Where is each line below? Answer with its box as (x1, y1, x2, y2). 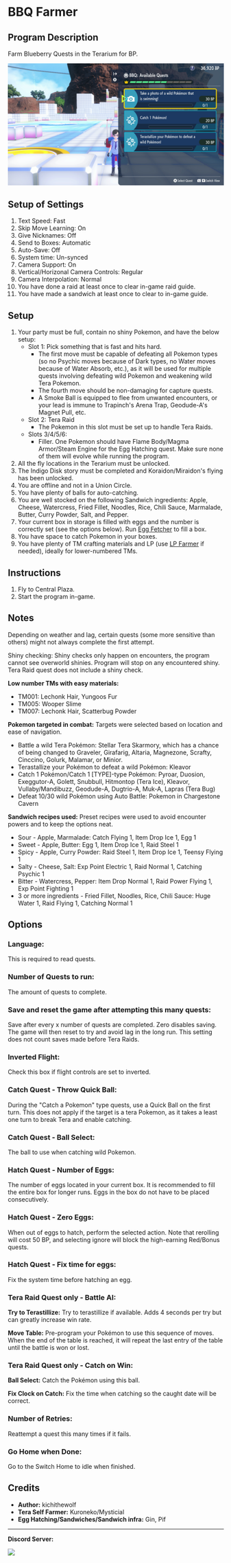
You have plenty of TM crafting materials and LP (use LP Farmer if (17, 540, 204, 548)
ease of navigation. (8, 728, 62, 736)
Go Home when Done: (8, 1447, 82, 1457)
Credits (8, 1482, 40, 1494)
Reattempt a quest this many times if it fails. (8, 1430, 131, 1438)
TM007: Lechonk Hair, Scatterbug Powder (17, 707, 137, 715)
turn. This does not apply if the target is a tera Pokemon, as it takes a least (8, 1107, 218, 1116)
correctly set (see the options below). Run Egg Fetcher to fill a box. (17, 525, 207, 533)
